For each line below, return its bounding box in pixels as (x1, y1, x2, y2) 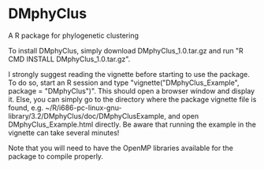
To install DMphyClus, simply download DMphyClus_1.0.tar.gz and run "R (8, 46, 244, 55)
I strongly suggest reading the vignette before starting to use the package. (8, 69, 251, 79)
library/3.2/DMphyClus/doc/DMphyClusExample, (8, 111, 167, 120)
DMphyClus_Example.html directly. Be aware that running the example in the (8, 119, 256, 129)
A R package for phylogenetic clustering (8, 31, 139, 40)
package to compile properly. (8, 151, 104, 161)
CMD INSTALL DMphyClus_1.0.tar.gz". (8, 54, 131, 64)
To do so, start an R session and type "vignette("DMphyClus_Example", (8, 78, 240, 87)
